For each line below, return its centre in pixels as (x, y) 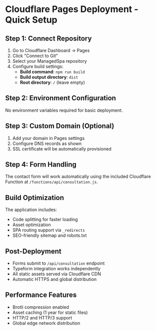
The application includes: (31, 210)
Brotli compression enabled (40, 307)
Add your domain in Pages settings (48, 138)
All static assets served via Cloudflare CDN (57, 274)
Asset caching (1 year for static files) (50, 312)
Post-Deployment (33, 251)
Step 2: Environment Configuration (61, 98)
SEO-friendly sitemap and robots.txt (49, 235)
